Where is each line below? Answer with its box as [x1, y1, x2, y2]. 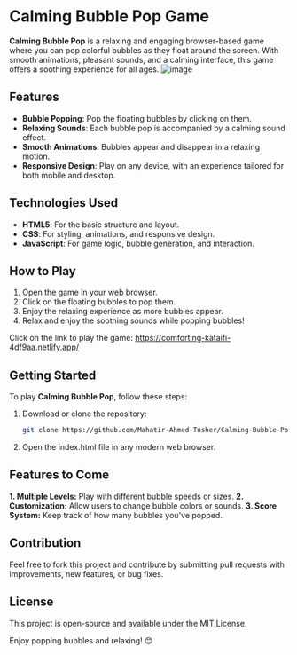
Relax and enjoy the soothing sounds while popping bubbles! [21, 315, 246, 326]
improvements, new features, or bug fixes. [9, 568, 164, 579]
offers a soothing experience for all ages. [9, 64, 160, 75]
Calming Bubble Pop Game [9, 6, 210, 27]
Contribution [9, 535, 82, 551]
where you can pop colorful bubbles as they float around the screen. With [9, 44, 279, 55]
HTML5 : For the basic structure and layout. [21, 219, 180, 230]
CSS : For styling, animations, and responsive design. [21, 228, 215, 239]
